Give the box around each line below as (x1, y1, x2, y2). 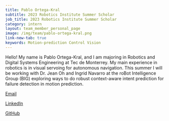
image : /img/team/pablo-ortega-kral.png (5, 31, 92, 36)
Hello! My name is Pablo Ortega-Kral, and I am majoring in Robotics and (5, 54, 155, 60)
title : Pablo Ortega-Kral (5, 7, 60, 13)
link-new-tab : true (5, 36, 47, 41)
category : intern (5, 21, 42, 27)
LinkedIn (5, 100, 23, 106)
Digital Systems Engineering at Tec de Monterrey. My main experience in (5, 59, 157, 66)
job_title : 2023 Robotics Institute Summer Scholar (5, 17, 117, 22)
